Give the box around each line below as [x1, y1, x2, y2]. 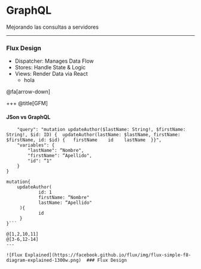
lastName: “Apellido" [38, 200, 93, 206]
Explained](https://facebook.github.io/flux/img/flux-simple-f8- [25, 252, 191, 258]
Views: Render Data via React [14, 70, 88, 78]
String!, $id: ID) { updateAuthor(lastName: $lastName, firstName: [6, 132, 181, 138]
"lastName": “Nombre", [28, 148, 84, 154]
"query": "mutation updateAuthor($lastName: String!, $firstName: [17, 127, 186, 133]
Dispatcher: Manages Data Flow [14, 57, 94, 65]
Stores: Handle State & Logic [14, 64, 86, 71]
